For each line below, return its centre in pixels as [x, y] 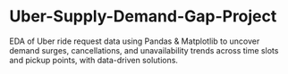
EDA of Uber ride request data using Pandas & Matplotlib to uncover [135, 41]
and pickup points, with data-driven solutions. [94, 60]
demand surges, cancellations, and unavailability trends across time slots [144, 50]
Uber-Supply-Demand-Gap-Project [143, 16]
